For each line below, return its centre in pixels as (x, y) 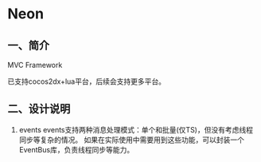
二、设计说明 (39, 109)
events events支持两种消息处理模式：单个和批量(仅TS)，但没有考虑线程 (136, 129)
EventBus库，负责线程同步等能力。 (76, 149)
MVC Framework (35, 65)
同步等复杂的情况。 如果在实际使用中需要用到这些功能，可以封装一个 (131, 140)
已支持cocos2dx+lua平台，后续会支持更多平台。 (87, 81)
